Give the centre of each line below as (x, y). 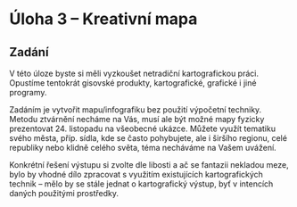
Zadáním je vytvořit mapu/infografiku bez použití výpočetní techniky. (136, 110)
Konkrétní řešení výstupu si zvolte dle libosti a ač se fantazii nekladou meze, (149, 165)
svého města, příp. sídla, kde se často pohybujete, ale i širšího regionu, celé (148, 138)
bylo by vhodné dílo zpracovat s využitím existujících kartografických (136, 174)
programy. (28, 92)
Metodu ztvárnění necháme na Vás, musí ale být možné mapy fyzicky (137, 119)
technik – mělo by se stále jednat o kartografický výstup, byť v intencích (141, 184)
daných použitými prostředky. (64, 193)
